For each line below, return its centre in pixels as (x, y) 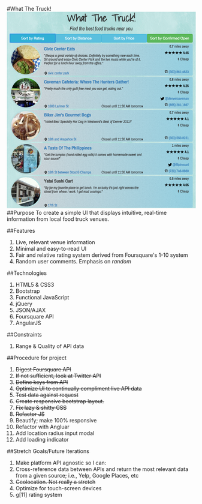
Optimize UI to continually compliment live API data (79, 388)
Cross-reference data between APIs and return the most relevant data (102, 469)
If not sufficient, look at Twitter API (58, 376)
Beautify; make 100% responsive (56, 420)
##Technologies (27, 273)
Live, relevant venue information (55, 242)
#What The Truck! (29, 9)
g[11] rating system (39, 494)
